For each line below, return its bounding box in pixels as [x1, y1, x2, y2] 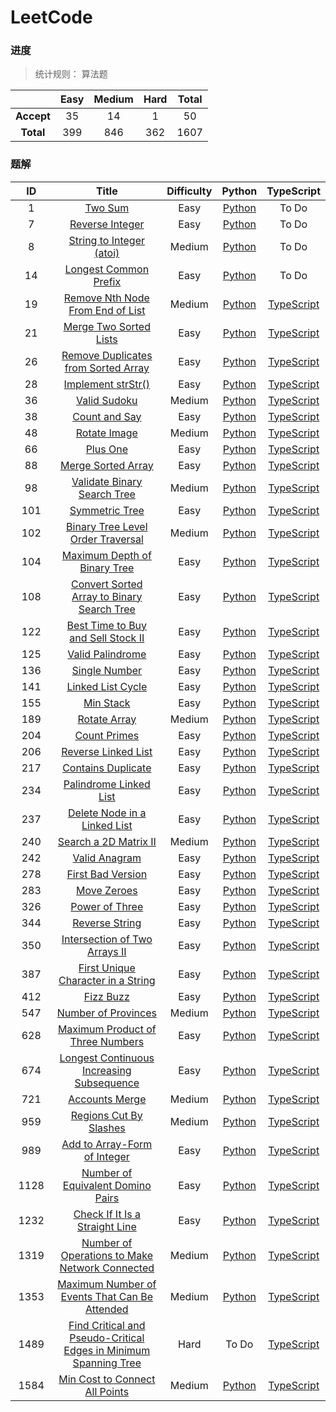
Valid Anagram [72, 851, 142, 865]
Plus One [85, 442, 128, 456]
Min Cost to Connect [58, 1372, 156, 1386]
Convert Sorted [70, 577, 143, 591]
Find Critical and [68, 1318, 146, 1332]
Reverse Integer [69, 217, 145, 231]
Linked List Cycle [66, 679, 148, 693]
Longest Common [64, 262, 150, 276]
